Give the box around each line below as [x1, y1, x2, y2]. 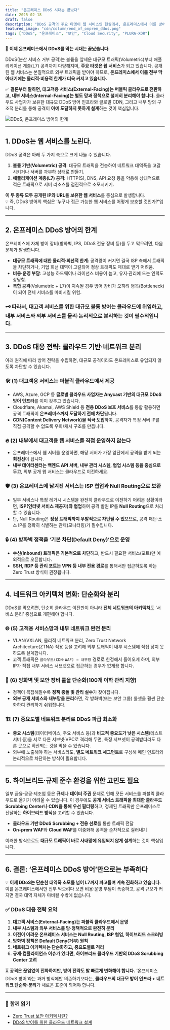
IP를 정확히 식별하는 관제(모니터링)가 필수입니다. [18, 522, 113, 528]
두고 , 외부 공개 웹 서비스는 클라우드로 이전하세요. [12, 469, 109, 475]
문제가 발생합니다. [5, 247, 41, 253]
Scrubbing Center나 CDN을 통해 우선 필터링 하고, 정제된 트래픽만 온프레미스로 [5, 803, 160, 810]
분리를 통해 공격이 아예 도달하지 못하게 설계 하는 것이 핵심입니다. [14, 105, 140, 111]
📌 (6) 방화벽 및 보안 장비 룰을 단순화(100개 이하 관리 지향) [5, 676, 137, 683]
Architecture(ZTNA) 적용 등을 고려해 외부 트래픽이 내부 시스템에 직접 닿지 [12, 644, 159, 650]
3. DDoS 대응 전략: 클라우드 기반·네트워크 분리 [5, 343, 142, 351]
